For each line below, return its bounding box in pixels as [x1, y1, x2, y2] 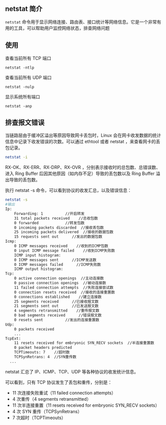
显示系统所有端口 [5, 93, 40, 99]
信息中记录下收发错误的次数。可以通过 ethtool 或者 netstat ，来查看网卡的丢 [5, 139, 161, 145]
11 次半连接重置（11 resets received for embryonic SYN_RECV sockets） [12, 402, 160, 408]
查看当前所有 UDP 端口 [5, 74, 52, 81]
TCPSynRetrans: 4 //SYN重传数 [14, 354, 77, 359]
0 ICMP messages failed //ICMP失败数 [14, 262, 101, 267]
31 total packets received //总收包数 [14, 216, 98, 221]
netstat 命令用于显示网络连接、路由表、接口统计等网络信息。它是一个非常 [5, 19, 158, 25]
